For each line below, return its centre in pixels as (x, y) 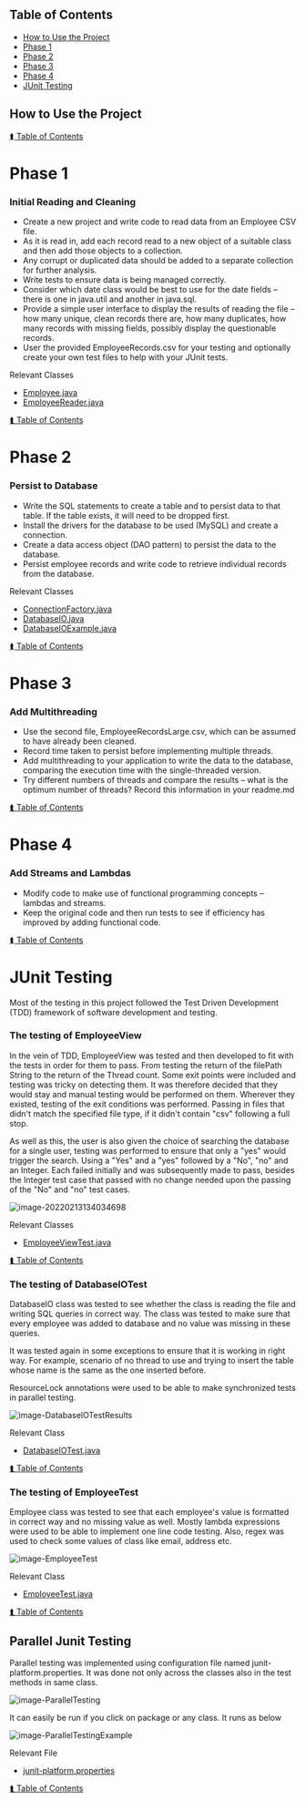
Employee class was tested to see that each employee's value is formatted (149, 1512)
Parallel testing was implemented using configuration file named (130, 1663)
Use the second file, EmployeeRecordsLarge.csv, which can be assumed (159, 732)
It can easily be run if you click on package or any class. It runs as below (146, 1718)
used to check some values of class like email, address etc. (121, 1541)
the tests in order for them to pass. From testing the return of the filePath (146, 1065)
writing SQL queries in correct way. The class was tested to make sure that (150, 1314)
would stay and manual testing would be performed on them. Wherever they (152, 1094)
